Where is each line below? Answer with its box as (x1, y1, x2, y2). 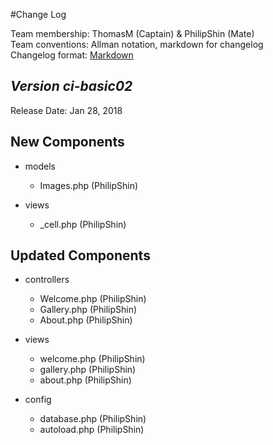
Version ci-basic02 (10, 78, 133, 95)
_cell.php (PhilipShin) (39, 218, 127, 230)
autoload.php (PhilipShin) (39, 424, 145, 436)
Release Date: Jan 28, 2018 (10, 104, 123, 116)
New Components (10, 134, 125, 151)
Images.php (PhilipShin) (39, 179, 139, 191)
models (24, 160, 56, 172)
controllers (24, 274, 70, 286)
